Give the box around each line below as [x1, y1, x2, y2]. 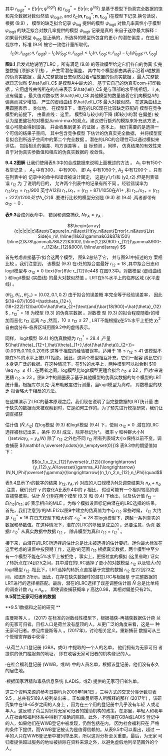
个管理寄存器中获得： [5, 634, 49, 640]
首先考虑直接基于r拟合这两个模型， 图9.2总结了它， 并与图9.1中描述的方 [5, 254, 152, 260]
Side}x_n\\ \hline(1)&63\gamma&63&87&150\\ [37, 233, 130, 239]
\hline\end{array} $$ [83, 244, 126, 250]
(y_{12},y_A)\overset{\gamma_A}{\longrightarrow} [32, 464, 135, 470]
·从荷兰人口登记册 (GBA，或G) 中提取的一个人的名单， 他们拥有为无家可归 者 [5, 644, 163, 650]
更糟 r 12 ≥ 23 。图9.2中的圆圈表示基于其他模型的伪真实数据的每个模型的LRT [5, 374, 161, 382]
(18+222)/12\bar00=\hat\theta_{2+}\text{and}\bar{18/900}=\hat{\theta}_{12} [5, 304, 161, 310]
